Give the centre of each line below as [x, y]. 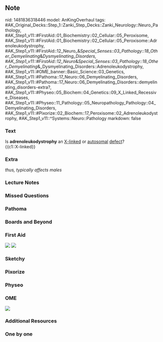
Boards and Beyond [29, 222]
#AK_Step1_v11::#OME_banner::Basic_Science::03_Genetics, [65, 71]
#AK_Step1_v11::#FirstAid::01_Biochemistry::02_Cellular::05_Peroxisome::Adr [81, 40]
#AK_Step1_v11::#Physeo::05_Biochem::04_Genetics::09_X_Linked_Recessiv [81, 92]
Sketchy [15, 259]
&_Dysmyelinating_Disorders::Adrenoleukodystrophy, [91, 66]
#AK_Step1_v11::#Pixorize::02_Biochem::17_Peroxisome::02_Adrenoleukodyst [81, 113]
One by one [19, 334]
